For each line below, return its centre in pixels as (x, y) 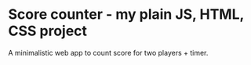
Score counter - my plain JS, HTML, (126, 14)
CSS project (48, 31)
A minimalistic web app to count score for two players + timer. (108, 52)
